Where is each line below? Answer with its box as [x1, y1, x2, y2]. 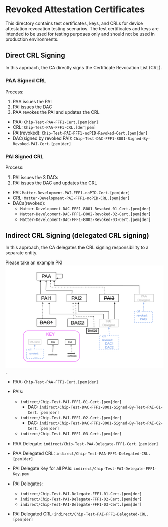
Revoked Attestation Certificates [5, 4, 145, 15]
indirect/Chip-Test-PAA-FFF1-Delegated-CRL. [56, 451, 151, 456]
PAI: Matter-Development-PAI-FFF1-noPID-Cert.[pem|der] [12, 190, 130, 196]
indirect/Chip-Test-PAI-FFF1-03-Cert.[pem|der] [20, 431, 122, 437]
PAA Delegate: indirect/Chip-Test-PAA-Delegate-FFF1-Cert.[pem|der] [12, 441, 159, 447]
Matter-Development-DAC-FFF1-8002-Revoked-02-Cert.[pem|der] [20, 212, 151, 217]
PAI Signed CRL [5, 153, 44, 160]
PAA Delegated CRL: [12, 450, 55, 456]
